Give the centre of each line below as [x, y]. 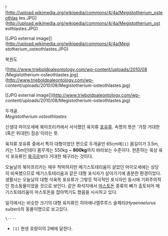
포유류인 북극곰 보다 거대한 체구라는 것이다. [52, 156]
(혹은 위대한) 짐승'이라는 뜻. [32, 133]
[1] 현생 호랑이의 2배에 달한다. [42, 228]
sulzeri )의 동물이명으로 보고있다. [37, 209]
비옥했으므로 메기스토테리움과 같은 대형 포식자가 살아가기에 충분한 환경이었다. [86, 173]
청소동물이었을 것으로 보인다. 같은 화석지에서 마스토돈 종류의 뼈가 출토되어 [82, 186]
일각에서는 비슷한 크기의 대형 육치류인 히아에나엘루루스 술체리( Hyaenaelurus [80, 203]
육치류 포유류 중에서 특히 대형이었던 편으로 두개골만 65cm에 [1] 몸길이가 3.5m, [82, 144]
